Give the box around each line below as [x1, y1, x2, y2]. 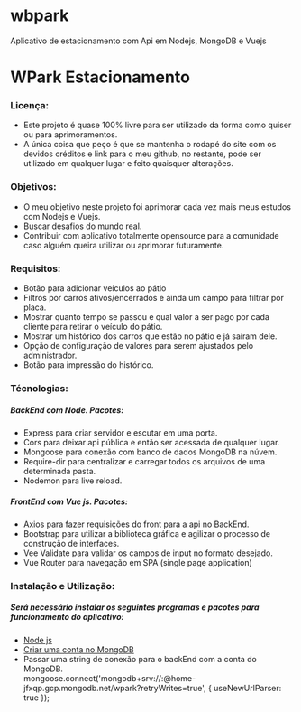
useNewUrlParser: [214, 682, 282, 693]
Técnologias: [10, 381, 68, 394]
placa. [23, 302, 47, 313]
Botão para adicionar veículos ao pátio [23, 283, 167, 294]
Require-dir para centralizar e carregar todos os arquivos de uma [23, 455, 266, 466]
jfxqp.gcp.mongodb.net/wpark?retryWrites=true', [23, 682, 206, 693]
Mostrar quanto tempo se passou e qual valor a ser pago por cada [23, 312, 269, 323]
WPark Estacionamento [10, 67, 190, 88]
